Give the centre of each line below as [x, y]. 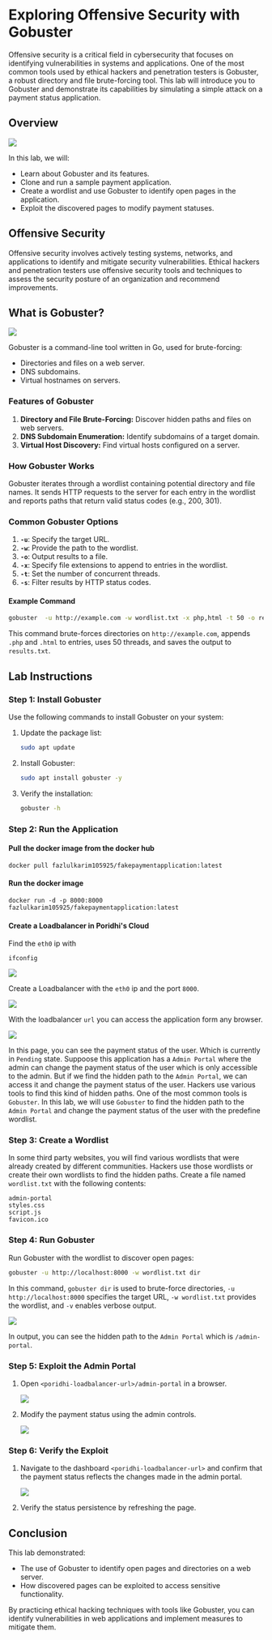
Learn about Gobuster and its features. [85, 173]
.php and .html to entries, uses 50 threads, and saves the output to [120, 643]
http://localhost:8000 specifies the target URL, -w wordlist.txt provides [132, 1296]
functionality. [42, 1595]
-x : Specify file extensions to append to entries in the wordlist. [124, 566]
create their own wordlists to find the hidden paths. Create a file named [127, 1175]
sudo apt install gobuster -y [71, 778]
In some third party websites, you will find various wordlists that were [124, 1158]
